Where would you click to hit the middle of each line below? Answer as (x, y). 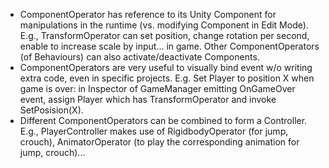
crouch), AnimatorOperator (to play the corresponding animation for (159, 142)
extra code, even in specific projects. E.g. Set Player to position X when (167, 78)
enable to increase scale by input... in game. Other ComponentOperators (169, 46)
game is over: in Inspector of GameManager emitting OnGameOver (157, 88)
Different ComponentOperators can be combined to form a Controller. (163, 120)
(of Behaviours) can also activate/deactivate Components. (139, 57)
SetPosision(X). (51, 110)
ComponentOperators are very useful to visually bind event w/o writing (166, 67)
